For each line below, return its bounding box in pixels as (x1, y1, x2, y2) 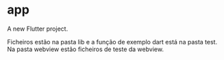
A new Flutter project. (7, 25, 69, 33)
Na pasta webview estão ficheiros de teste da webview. (7, 45, 164, 53)
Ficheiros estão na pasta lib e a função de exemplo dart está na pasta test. (7, 37, 218, 46)
